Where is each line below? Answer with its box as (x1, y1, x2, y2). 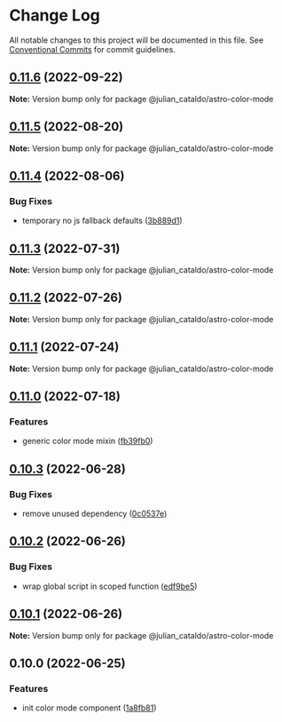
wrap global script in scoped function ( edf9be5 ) (21, 581, 198, 591)
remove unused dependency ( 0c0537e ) (21, 508, 168, 520)
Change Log (9, 5, 100, 26)
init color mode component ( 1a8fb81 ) (21, 702, 157, 713)
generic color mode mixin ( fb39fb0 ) (21, 436, 153, 447)
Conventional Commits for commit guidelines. (9, 44, 176, 54)
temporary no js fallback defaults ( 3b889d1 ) (21, 215, 184, 226)
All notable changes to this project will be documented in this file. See (9, 35, 264, 45)
